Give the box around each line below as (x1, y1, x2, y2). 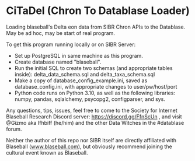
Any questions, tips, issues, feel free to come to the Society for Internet (6, 107, 178, 114)
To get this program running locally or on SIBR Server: (6, 41, 136, 48)
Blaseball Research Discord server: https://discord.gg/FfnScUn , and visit (6, 113, 182, 120)
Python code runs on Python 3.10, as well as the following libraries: (14, 89, 175, 96)
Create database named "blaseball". (14, 58, 102, 65)
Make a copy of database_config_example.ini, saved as (14, 77, 148, 84)
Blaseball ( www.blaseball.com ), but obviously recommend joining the (6, 143, 172, 150)
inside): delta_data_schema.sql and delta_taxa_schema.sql (14, 71, 155, 78)
